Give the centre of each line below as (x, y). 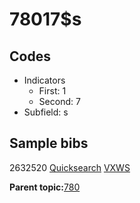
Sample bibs (49, 143)
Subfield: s (46, 112)
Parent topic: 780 (45, 187)
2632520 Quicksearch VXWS (70, 167)
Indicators (44, 80)
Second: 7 (59, 101)
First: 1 (52, 91)
